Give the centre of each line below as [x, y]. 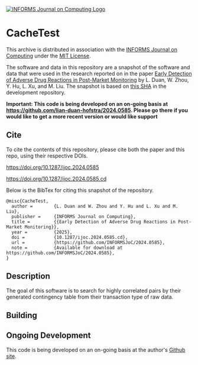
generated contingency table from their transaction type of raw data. [90, 297]
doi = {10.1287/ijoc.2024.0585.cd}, [70, 237]
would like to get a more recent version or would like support [82, 116]
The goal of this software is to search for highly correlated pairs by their [94, 290]
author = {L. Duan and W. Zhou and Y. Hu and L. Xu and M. [95, 206]
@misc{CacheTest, [27, 201]
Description [28, 276]
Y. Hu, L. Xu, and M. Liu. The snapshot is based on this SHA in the [86, 86]
